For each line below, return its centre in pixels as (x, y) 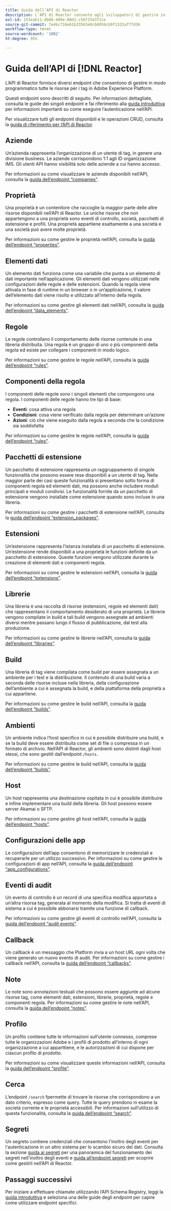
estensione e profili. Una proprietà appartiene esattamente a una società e (83, 224)
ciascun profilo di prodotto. (34, 1053)
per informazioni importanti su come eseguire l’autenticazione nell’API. (79, 109)
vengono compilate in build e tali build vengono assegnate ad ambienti (79, 617)
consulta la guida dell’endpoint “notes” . (46, 1008)
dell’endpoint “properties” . (33, 245)
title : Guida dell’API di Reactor (42, 10)
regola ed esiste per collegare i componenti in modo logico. (68, 350)
